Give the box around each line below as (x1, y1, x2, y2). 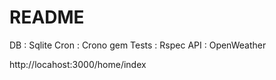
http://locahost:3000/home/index (9, 58, 147, 70)
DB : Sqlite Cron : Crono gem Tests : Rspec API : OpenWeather (9, 39, 267, 51)
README (9, 6, 85, 29)
